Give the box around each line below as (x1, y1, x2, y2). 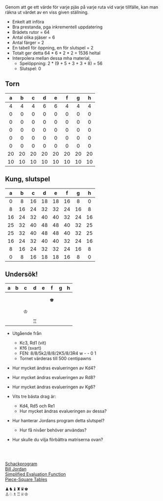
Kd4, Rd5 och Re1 (19, 403, 55, 409)
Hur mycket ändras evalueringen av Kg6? (12, 384, 95, 390)
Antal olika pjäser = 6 (12, 34, 55, 40)
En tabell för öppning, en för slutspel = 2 (12, 45, 94, 50)
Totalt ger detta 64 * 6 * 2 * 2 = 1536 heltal (12, 50, 101, 56)
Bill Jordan (5, 466, 27, 472)
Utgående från (12, 331, 42, 336)
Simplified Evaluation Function (5, 471, 66, 477)
